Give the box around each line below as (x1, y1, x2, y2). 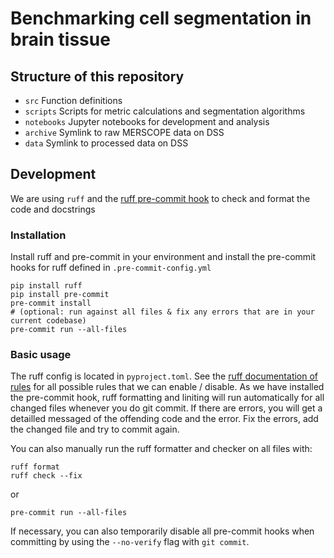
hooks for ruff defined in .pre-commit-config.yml (10, 262, 212, 274)
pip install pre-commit (10, 290, 110, 300)
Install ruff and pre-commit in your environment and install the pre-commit (10, 251, 317, 263)
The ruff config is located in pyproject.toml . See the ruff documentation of (10, 370, 319, 382)
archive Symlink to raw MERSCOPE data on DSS (24, 127, 225, 138)
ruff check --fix (10, 471, 83, 481)
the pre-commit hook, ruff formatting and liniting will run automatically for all (10, 392, 325, 404)
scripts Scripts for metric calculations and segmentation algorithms (24, 105, 306, 117)
